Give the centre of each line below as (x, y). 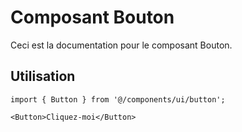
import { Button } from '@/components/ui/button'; (118, 99)
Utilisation (43, 76)
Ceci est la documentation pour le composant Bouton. (121, 45)
